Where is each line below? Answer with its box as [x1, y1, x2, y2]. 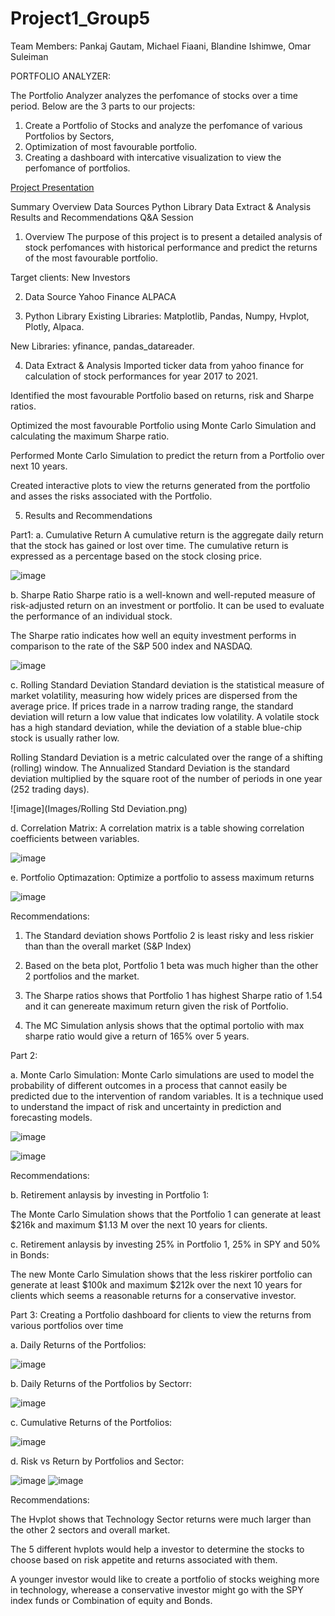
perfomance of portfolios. [24, 162, 131, 174]
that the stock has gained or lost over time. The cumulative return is [10, 539, 289, 551]
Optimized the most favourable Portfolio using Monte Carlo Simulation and [10, 419, 317, 431]
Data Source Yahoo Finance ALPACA [24, 290, 177, 302]
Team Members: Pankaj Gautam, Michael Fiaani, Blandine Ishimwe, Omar [10, 40, 312, 52]
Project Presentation [10, 181, 95, 193]
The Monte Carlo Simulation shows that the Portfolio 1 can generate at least [10, 1208, 321, 1220]
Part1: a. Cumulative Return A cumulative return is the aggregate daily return [10, 528, 324, 541]
